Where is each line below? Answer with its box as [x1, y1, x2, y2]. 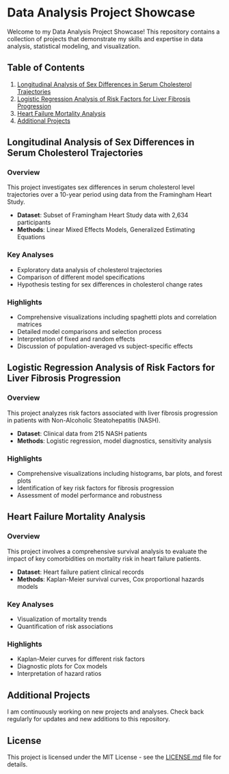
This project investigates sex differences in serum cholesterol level [7, 183, 195, 191]
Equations [16, 233, 46, 241]
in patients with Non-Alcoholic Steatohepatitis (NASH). [7, 416, 161, 424]
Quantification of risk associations [16, 622, 113, 630]
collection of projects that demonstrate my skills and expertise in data [7, 34, 204, 43]
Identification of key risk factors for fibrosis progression [16, 484, 174, 492]
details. [7, 760, 28, 769]
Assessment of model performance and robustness [16, 492, 163, 500]
